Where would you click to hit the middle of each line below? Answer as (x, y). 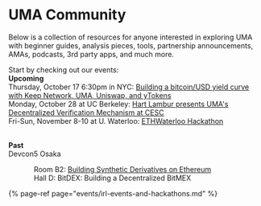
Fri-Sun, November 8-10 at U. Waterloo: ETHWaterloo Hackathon (116, 121)
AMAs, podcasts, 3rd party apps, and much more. (91, 54)
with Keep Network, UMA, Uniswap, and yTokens (90, 95)
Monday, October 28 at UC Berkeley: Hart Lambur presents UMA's (118, 104)
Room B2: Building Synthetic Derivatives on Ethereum (122, 169)
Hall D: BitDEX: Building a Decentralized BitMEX (112, 178)
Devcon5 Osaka (35, 154)
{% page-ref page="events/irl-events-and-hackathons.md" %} (113, 193)
